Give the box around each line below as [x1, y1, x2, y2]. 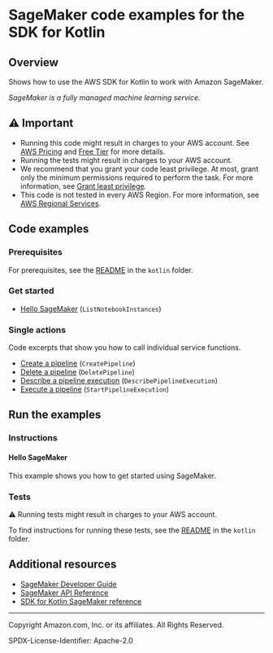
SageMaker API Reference [19, 588, 109, 598]
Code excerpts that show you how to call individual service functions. [8, 343, 241, 353]
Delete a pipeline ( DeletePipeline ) [19, 367, 136, 377]
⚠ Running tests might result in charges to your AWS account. [8, 509, 218, 519]
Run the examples [8, 408, 102, 422]
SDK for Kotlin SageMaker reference [19, 596, 142, 606]
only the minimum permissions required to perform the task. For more [19, 173, 253, 182]
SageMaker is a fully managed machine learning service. [8, 93, 201, 103]
